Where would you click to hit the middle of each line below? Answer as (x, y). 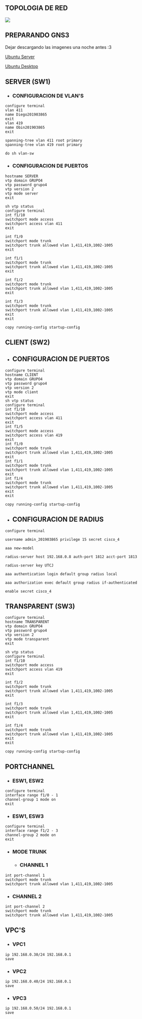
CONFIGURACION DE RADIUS (58, 519)
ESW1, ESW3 (28, 816)
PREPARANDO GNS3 (37, 35)
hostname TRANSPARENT (27, 622)
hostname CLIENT (22, 375)
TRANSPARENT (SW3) (40, 606)
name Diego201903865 (26, 115)
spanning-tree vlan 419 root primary (44, 145)
